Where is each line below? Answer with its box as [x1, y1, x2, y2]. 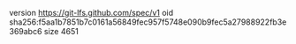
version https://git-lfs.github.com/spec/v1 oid [9, 8, 174, 18]
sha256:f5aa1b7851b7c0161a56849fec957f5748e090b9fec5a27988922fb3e [9, 17, 287, 27]
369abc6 [9, 26, 42, 36]
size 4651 [43, 26, 80, 36]
